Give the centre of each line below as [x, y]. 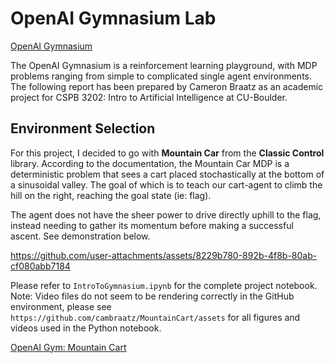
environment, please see [61, 306]
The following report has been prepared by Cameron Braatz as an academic [167, 86]
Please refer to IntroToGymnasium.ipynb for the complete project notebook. [164, 285]
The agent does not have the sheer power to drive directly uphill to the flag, [166, 214]
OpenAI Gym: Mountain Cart [68, 347]
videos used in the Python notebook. [86, 328]
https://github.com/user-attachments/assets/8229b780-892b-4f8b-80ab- [164, 255]
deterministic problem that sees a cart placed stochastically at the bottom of [167, 174]
